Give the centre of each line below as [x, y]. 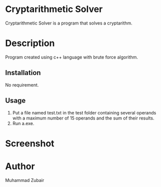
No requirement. [22, 85]
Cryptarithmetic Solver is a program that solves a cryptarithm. [69, 23]
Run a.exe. [23, 123]
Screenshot [30, 143]
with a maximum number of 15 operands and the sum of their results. [83, 118]
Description [30, 43]
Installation [23, 73]
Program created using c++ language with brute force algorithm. [72, 57]
